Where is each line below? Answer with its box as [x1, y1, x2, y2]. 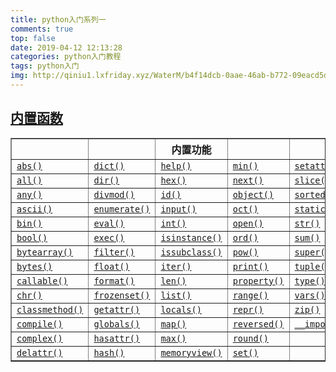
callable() [16, 275, 68, 286]
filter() [93, 246, 135, 258]
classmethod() [16, 304, 84, 315]
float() [93, 261, 130, 272]
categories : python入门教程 [10, 52, 122, 62]
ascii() [16, 203, 53, 215]
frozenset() [93, 289, 151, 301]
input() [160, 203, 197, 215]
